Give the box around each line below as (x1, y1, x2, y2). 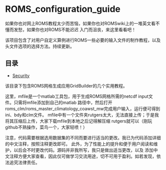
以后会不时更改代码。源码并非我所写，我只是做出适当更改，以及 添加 (13, 147, 154, 153)
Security (12, 73, 30, 79)
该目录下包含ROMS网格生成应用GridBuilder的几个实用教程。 (5, 83, 127, 88)
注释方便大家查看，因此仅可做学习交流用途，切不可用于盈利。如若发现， (9, 153, 157, 159)
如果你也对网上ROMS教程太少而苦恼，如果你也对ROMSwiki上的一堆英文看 (5, 20, 156, 26)
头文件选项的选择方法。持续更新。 (5, 43, 75, 49)
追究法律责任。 (9, 159, 40, 165)
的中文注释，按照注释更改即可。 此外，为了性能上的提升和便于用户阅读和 (5, 141, 154, 147)
